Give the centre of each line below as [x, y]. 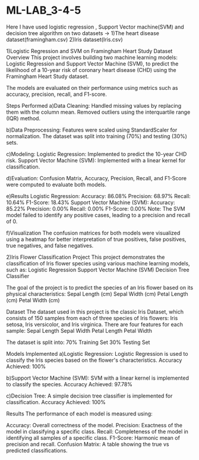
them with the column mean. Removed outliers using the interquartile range [98, 112]
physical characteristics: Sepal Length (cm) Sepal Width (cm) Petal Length [97, 294]
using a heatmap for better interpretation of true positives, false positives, [96, 239]
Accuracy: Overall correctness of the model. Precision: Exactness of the [94, 425]
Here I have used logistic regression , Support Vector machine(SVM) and [95, 27]
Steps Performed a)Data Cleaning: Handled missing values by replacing [94, 105]
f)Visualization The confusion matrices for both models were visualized [93, 233]
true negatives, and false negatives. [50, 245]
